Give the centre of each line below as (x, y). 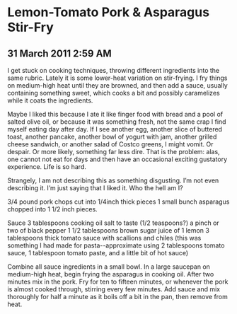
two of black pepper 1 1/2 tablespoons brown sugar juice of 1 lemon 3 (109, 230)
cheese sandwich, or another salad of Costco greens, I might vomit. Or (110, 144)
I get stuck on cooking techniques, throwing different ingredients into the (114, 70)
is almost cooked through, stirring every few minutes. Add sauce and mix (114, 289)
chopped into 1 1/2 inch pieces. (52, 209)
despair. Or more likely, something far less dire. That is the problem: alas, (114, 152)
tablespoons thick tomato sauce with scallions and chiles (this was (104, 238)
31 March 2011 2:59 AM (59, 53)
